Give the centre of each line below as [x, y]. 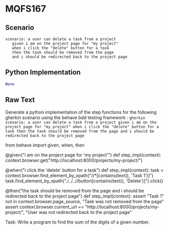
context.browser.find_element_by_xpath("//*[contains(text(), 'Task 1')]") [79, 175]
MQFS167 [26, 9]
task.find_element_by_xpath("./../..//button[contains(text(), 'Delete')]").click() [84, 181]
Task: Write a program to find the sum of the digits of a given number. [77, 222]
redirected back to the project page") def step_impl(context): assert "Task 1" [84, 196]
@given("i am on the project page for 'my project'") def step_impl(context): [83, 155]
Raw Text [20, 100]
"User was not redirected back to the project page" [79, 212]
